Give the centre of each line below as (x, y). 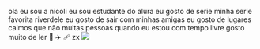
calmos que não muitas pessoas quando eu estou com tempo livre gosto (126, 28)
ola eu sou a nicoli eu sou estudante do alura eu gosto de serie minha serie (130, 11)
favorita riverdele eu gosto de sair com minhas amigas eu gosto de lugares (130, 19)
